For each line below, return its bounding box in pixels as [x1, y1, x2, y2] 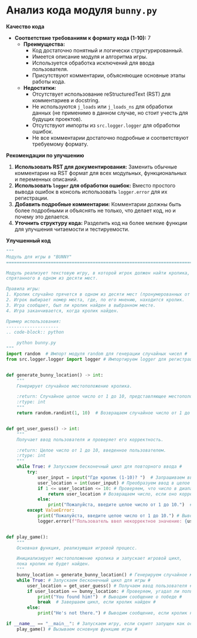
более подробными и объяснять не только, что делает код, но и [14, 207, 176, 214]
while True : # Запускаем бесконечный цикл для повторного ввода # [16, 464, 182, 470]
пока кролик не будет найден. [16, 561, 91, 567]
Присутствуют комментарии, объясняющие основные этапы [32, 72, 186, 79]
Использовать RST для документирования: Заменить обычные [14, 163, 178, 170]
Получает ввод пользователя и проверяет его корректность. [16, 436, 164, 442]
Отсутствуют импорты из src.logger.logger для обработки [32, 122, 181, 129]
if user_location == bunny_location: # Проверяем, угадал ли [27, 588, 180, 594]
